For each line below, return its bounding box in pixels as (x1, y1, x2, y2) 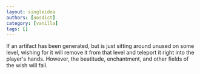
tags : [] (6, 25, 28, 32)
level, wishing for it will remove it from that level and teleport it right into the (6, 49, 195, 56)
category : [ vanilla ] (6, 20, 59, 26)
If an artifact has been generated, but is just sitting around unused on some (6, 42, 195, 50)
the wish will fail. (6, 62, 48, 69)
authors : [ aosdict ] (6, 15, 56, 21)
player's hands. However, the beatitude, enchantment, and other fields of (6, 55, 189, 62)
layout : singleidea (6, 8, 56, 15)
